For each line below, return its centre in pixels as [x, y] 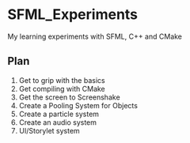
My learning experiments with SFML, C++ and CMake [95, 36]
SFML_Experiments [73, 15]
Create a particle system [59, 114]
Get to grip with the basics [62, 80]
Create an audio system [57, 122]
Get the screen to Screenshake [69, 97]
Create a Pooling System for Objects [78, 105]
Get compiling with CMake [62, 88]
